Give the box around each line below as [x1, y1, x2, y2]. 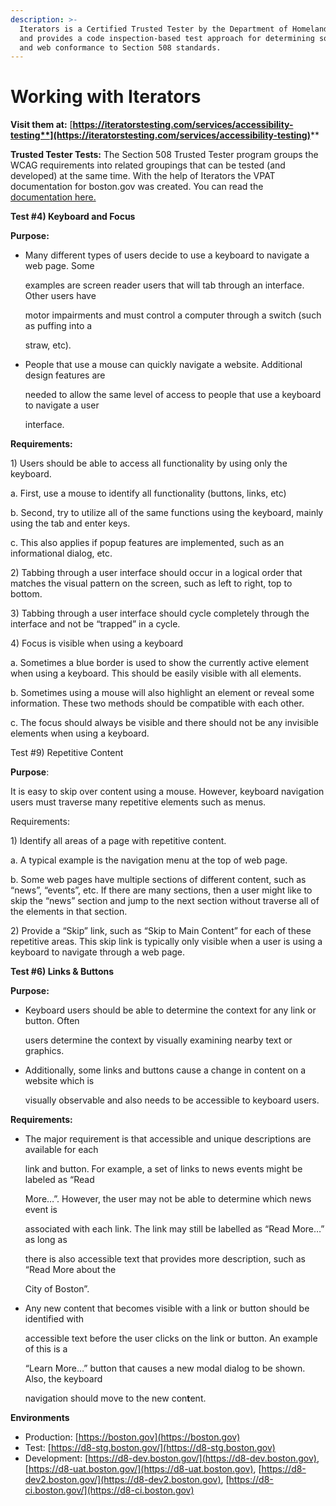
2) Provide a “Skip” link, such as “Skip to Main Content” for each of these [10, 925, 312, 937]
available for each [24, 1144, 99, 1156]
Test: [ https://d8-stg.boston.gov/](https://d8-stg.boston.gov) [24, 1442, 276, 1454]
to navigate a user [24, 399, 100, 411]
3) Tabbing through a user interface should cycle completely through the [10, 607, 310, 620]
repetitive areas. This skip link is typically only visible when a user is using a [10, 936, 323, 948]
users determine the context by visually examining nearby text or [24, 1034, 293, 1046]
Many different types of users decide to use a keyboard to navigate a [24, 249, 310, 261]
